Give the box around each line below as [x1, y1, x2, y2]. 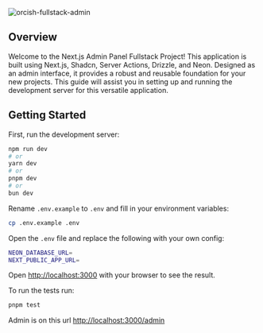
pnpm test [8, 301, 41, 309]
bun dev [8, 189, 34, 197]
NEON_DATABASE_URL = [8, 249, 73, 257]
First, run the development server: [8, 130, 120, 139]
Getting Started [8, 108, 87, 122]
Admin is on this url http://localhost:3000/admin [8, 316, 165, 325]
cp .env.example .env [8, 219, 80, 227]
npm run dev [8, 145, 48, 153]
